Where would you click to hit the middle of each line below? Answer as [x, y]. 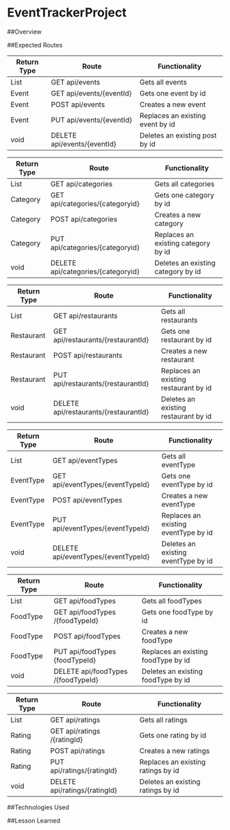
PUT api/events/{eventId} [91, 120]
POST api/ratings [78, 750]
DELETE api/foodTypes [91, 671]
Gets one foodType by [177, 612]
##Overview [25, 32]
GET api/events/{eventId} [91, 93]
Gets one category [184, 195]
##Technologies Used [38, 807]
